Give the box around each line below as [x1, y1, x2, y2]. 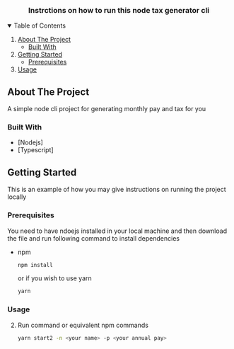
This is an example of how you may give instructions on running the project [7, 185, 226, 194]
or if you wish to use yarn [17, 274, 92, 282]
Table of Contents [13, 21, 66, 30]
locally [7, 193, 27, 201]
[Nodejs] [17, 138, 44, 147]
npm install [17, 261, 53, 268]
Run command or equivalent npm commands [17, 321, 148, 329]
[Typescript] [17, 146, 54, 154]
